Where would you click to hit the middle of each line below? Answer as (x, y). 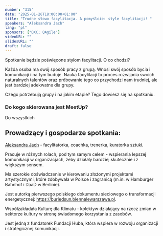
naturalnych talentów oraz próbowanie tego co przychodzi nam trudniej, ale (81, 80)
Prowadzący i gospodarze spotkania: (63, 133)
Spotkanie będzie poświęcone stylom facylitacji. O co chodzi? (68, 60)
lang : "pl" (16, 28)
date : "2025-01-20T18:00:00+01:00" (41, 14)
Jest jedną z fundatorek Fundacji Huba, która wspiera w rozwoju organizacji (81, 223)
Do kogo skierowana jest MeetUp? (47, 107)
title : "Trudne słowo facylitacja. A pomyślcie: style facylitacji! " (79, 19)
